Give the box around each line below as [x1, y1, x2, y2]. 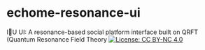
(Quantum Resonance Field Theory [6, 35, 108, 43]
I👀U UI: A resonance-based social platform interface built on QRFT [6, 28, 199, 36]
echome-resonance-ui [6, 5, 141, 21]
